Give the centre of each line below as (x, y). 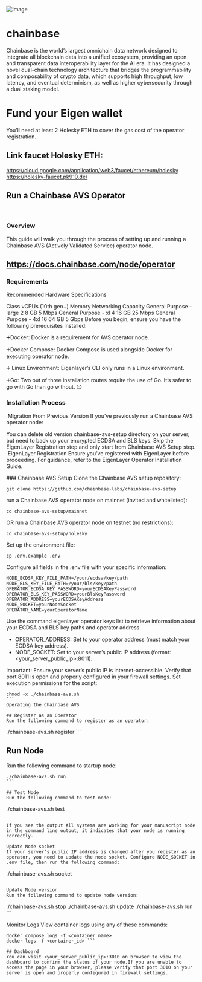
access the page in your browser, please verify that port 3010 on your (99, 967)
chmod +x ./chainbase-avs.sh (43, 694)
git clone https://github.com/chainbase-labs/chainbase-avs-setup (91, 489)
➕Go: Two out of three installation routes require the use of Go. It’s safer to (99, 380)
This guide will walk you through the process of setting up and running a (96, 239)
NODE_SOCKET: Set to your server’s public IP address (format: (93, 652)
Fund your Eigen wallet (65, 113)
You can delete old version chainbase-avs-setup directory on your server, (98, 434)
